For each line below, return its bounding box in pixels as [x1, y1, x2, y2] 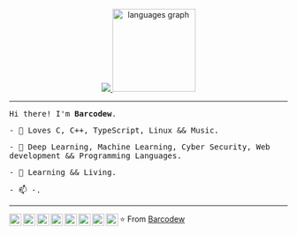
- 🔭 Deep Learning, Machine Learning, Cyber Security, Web [9, 142, 271, 152]
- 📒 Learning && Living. [9, 168, 117, 177]
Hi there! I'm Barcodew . [9, 109, 117, 118]
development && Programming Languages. [9, 151, 182, 161]
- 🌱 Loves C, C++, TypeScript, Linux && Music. [9, 125, 219, 135]
